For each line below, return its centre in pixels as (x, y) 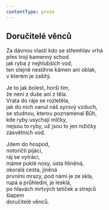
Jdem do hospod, (28, 144)
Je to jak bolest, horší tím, (38, 88)
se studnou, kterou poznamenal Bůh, (52, 113)
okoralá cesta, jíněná (32, 170)
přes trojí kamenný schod (37, 57)
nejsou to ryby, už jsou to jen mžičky (52, 126)
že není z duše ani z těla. (37, 94)
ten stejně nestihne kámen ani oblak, (52, 70)
